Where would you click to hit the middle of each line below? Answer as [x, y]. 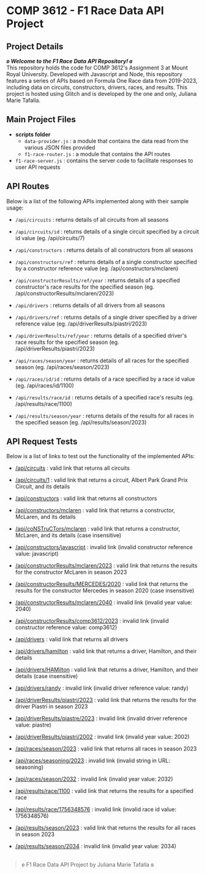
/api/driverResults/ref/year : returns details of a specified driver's [101, 335]
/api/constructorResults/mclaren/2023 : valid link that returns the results [106, 566]
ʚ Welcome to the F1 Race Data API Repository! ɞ [69, 61]
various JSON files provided [60, 147]
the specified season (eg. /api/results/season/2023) [81, 422]
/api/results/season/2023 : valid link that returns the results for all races [106, 828]
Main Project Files [41, 119]
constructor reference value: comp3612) [66, 628]
